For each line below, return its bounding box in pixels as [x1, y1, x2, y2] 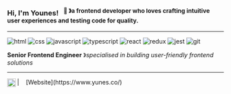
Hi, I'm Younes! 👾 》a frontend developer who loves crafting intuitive [7, 7, 210, 18]
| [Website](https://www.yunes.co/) [16, 78, 122, 86]
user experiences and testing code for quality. [7, 17, 139, 25]
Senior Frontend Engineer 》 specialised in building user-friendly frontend [7, 50, 214, 59]
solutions [7, 58, 33, 67]
